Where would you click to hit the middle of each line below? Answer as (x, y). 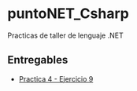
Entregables (38, 60)
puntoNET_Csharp (68, 14)
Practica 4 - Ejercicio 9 (56, 78)
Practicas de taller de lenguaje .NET (65, 35)
